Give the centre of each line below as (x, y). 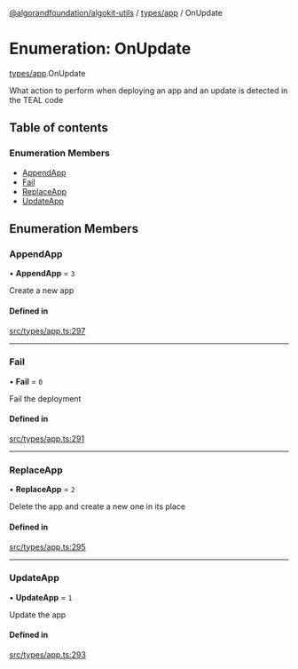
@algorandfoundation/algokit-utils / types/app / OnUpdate (116, 13)
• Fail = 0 (26, 381)
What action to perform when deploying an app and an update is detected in (149, 90)
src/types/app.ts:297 (47, 331)
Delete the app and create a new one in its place (98, 506)
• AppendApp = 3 (42, 274)
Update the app (38, 614)
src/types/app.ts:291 (47, 439)
